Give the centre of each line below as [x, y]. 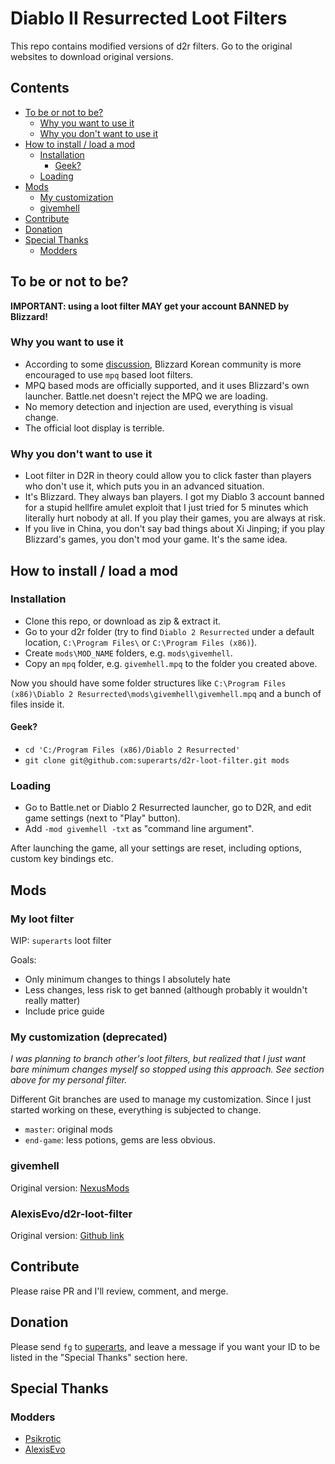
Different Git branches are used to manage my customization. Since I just [161, 1099]
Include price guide [64, 1011]
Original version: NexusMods [70, 1188]
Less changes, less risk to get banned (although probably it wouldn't [166, 990]
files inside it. [37, 704]
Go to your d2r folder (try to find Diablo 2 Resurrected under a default [169, 631]
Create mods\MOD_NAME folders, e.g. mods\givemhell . [128, 653]
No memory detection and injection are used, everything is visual [158, 406]
